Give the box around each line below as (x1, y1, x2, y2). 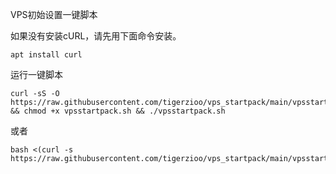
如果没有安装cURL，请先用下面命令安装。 (10, 30, 182, 42)
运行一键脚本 (10, 69, 63, 80)
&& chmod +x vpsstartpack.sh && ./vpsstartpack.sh (10, 106, 226, 116)
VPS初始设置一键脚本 (10, 9, 98, 20)
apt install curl (10, 50, 83, 60)
